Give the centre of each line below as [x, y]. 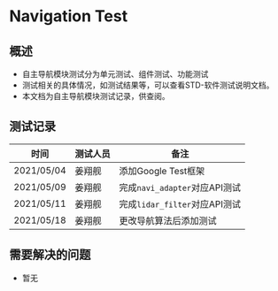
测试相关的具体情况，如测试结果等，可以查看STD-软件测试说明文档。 [148, 85]
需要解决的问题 [50, 255]
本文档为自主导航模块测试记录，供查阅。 [96, 96]
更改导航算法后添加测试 [168, 220]
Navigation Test [69, 16]
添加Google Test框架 [162, 171]
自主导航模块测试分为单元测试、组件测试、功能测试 [115, 74]
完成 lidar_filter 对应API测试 [180, 203]
